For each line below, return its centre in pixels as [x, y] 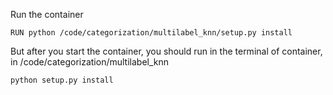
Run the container [47, 14]
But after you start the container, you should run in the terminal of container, [166, 51]
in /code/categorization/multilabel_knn [90, 62]
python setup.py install [62, 80]
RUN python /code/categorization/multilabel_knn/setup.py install [151, 33]
